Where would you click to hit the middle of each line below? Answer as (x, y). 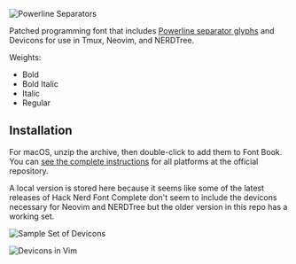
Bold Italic (40, 84)
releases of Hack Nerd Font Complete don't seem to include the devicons (143, 197)
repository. (29, 171)
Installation (41, 131)
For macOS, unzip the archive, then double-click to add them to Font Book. (146, 151)
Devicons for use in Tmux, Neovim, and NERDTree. (102, 40)
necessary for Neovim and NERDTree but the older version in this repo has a (148, 206)
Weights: (25, 57)
